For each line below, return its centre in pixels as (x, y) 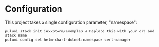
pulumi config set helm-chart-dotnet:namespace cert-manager (68, 40)
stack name (16, 35)
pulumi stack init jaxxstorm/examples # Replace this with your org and (80, 31)
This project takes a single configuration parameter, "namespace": (71, 22)
